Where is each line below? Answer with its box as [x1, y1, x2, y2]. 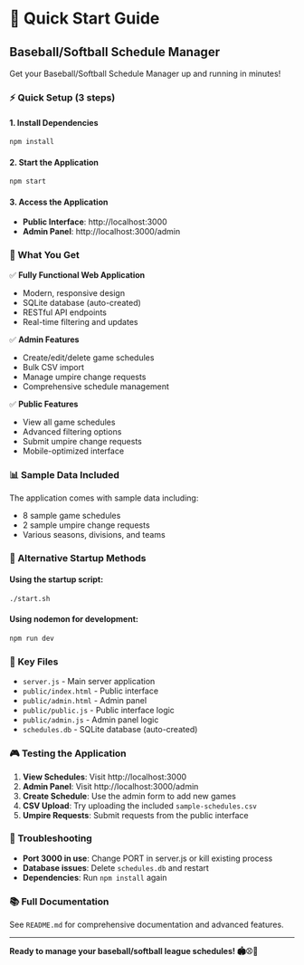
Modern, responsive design [22, 287, 125, 298]
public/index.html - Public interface [22, 685, 159, 696]
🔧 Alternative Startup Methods [9, 551, 147, 564]
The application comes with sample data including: [9, 492, 199, 503]
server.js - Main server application [22, 676, 156, 687]
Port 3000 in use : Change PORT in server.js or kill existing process [22, 853, 273, 864]
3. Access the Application [9, 196, 109, 207]
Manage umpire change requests [22, 371, 147, 382]
